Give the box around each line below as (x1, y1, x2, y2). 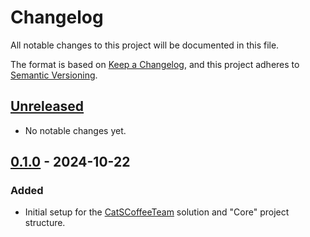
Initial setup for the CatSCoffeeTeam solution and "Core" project (24, 206, 290, 218)
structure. (24, 217, 66, 229)
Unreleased (10, 98, 85, 115)
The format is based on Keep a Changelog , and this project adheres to (10, 58, 300, 70)
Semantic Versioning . (10, 69, 98, 81)
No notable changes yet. (24, 124, 127, 136)
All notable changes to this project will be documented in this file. (10, 39, 280, 51)
